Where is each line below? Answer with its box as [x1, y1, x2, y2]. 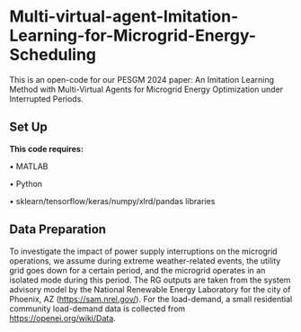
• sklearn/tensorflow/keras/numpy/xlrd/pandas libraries [9, 195, 216, 206]
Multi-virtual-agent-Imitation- [9, 6, 239, 27]
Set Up [9, 120, 48, 135]
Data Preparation [9, 222, 106, 238]
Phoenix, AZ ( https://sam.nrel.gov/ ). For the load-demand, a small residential [9, 293, 293, 304]
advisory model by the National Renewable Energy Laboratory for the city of [9, 283, 291, 294]
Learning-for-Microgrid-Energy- [9, 25, 257, 46]
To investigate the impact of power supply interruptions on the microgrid [9, 246, 278, 256]
